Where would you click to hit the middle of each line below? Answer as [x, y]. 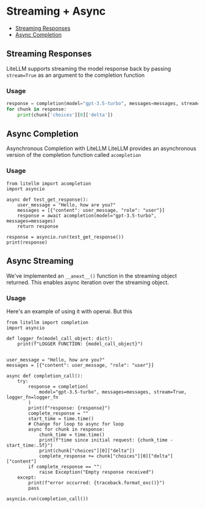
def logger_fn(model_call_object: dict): [60, 338]
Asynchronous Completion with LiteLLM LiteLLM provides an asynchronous [101, 148]
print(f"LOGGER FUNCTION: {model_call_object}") [80, 344]
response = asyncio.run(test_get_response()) [65, 237]
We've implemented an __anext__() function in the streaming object [92, 275]
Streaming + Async [56, 11]
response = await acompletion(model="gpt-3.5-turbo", [87, 216]
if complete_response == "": [65, 466]
